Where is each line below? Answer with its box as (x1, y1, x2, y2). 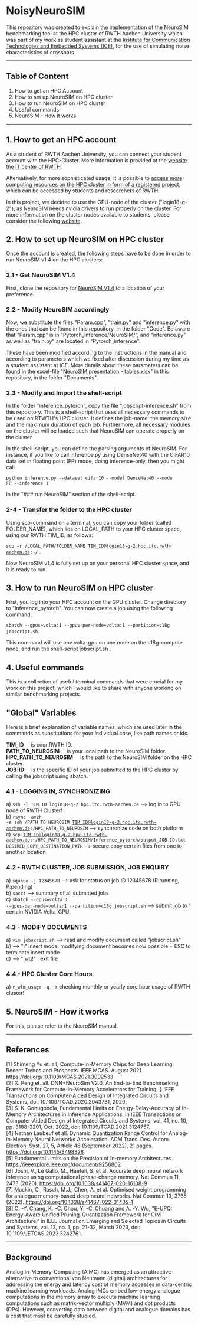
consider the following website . (6, 217, 82, 224)
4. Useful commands (6, 662, 84, 672)
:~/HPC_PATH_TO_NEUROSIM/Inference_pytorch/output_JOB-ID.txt (29, 837, 186, 843)
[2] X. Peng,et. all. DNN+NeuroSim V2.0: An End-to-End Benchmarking (6, 1079, 179, 1087)
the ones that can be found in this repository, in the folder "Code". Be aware (6, 325, 190, 332)
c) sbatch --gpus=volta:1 (6, 895, 68, 902)
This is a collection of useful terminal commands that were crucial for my (6, 678, 183, 685)
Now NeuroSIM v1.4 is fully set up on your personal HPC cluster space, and (6, 560, 190, 567)
